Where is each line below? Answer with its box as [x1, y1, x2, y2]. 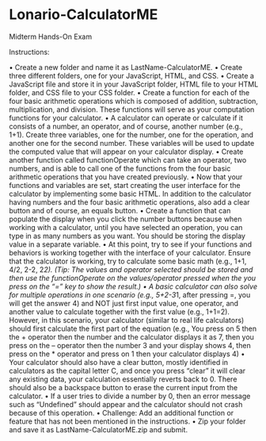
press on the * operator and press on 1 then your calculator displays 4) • [9, 349, 245, 359]
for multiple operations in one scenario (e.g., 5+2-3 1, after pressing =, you [9, 290, 251, 299]
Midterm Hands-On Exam [9, 32, 93, 41]
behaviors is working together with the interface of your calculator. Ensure [9, 247, 252, 257]
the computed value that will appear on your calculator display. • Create [9, 147, 244, 156]
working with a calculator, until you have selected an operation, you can [9, 222, 243, 232]
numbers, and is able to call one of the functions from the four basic [9, 163, 231, 173]
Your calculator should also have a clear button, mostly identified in [9, 357, 229, 366]
